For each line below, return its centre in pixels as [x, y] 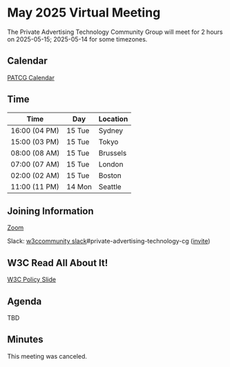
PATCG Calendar [31, 77]
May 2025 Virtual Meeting [84, 13]
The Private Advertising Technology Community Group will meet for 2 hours [115, 32]
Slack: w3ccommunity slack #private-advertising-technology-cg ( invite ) [109, 241]
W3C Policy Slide [32, 280]
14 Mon [79, 187]
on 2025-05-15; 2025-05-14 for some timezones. [77, 39]
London [111, 164]
